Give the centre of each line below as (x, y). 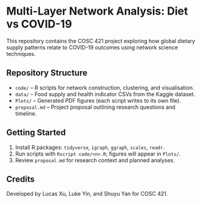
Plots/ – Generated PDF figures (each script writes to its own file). (98, 100)
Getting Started (36, 133)
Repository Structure (47, 73)
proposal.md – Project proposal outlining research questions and (95, 107)
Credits (21, 179)
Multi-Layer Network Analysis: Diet (97, 11)
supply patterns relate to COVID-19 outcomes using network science (92, 47)
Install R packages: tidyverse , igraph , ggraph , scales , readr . (90, 147)
